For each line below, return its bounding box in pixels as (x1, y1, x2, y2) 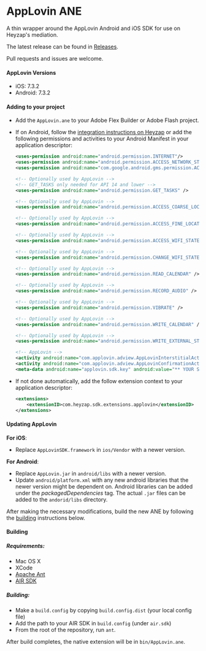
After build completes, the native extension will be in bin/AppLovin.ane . (6, 638, 186, 645)
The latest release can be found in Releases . (6, 43, 118, 50)
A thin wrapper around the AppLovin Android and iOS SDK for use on (6, 25, 181, 32)
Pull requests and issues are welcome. (6, 55, 104, 62)
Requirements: (6, 542, 45, 549)
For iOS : (6, 434, 28, 441)
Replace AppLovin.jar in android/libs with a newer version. (15, 470, 167, 477)
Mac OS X (15, 558, 41, 565)
